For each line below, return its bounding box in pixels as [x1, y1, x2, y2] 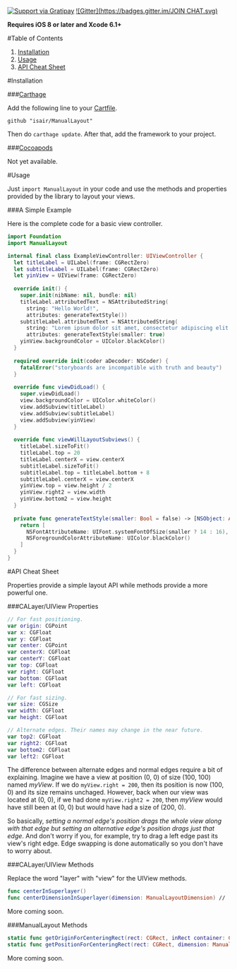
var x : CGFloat [7, 629, 52, 636]
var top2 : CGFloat [7, 733, 61, 740]
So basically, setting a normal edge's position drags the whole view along [7, 816, 222, 826]
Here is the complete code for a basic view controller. [7, 220, 163, 227]
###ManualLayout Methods [7, 921, 88, 929]
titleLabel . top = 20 [20, 449, 80, 456]
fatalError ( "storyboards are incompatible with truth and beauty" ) [20, 364, 222, 371]
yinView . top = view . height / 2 [20, 482, 112, 489]
